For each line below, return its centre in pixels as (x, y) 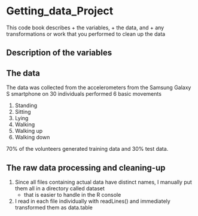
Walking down (32, 137)
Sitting (23, 112)
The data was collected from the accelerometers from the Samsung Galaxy (99, 87)
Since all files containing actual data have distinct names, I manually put (103, 182)
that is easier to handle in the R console (72, 194)
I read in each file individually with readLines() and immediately (92, 201)
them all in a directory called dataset (60, 188)
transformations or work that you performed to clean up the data (86, 34)
